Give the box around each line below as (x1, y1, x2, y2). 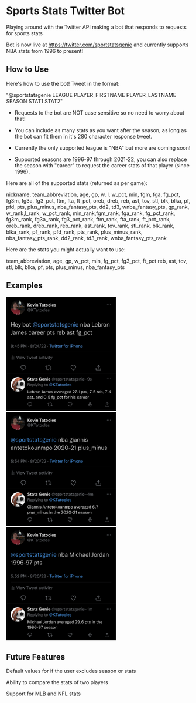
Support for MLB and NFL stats (6, 690, 81, 697)
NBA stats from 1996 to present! (6, 47, 84, 54)
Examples (6, 281, 43, 291)
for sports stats (6, 29, 43, 36)
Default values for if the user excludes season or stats (6, 668, 136, 675)
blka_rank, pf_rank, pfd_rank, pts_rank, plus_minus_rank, (6, 228, 143, 236)
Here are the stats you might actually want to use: (6, 245, 126, 253)
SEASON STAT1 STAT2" (6, 97, 63, 105)
